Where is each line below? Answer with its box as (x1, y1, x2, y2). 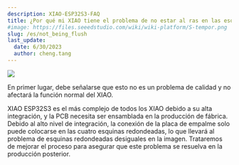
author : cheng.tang (14, 50, 72, 58)
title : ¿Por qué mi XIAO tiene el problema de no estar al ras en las (7, 17, 221, 24)
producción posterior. (7, 149, 71, 158)
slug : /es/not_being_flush (7, 30, 87, 38)
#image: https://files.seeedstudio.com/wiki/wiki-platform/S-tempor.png (7, 23, 228, 31)
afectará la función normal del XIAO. (7, 90, 114, 99)
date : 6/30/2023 (14, 43, 62, 50)
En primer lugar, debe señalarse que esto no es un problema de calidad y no (7, 82, 231, 91)
